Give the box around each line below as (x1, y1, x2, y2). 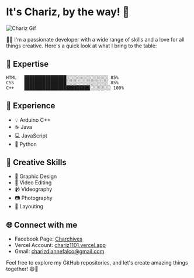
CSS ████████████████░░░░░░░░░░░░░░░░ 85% (6, 80, 119, 85)
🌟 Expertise (6, 59, 49, 69)
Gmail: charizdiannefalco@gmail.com (14, 248, 105, 255)
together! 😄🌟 (6, 266, 39, 273)
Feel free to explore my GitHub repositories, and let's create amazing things (6, 259, 188, 266)
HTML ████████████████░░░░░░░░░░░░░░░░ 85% (6, 74, 119, 81)
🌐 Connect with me (6, 219, 78, 230)
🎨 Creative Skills (6, 157, 67, 167)
